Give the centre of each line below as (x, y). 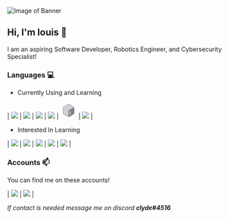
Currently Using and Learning (59, 93)
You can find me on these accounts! (58, 180)
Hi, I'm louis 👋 (37, 32)
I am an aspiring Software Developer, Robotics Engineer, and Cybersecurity (114, 49)
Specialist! (22, 56)
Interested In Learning (49, 130)
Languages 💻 (31, 75)
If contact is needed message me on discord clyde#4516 (89, 208)
